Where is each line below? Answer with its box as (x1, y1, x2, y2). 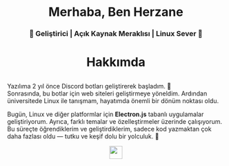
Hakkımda (86, 55, 146, 70)
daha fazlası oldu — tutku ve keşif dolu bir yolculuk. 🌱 (7, 132, 159, 140)
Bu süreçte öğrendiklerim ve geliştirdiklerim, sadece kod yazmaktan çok (7, 124, 212, 133)
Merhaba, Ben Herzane (48, 4, 184, 20)
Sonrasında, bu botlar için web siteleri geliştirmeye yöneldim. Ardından (7, 89, 208, 98)
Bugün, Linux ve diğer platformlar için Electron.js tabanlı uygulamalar (7, 110, 204, 118)
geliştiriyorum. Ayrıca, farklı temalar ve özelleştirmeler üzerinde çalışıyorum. (7, 117, 223, 125)
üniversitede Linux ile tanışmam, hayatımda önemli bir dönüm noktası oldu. (7, 96, 219, 104)
